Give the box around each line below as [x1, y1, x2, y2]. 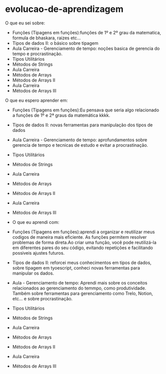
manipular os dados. [12, 270, 55, 276]
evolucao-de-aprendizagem [5, 3, 124, 15]
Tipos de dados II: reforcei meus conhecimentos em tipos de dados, [12, 260, 152, 266]
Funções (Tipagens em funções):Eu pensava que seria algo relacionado [12, 107, 160, 113]
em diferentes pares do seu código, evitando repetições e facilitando [12, 245, 153, 251]
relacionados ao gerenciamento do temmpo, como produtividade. [12, 285, 146, 291]
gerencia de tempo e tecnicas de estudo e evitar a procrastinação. [12, 142, 149, 148]
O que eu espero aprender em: [5, 97, 68, 103]
